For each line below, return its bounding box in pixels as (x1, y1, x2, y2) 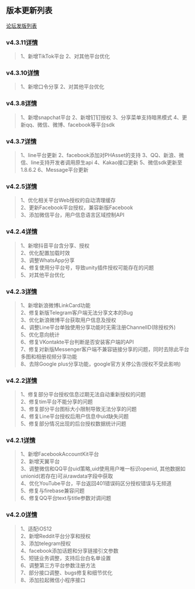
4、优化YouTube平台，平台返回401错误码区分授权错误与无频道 (20, 480, 172, 487)
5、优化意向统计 (20, 331, 60, 338)
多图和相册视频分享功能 (20, 353, 77, 360)
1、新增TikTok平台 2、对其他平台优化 (20, 53, 110, 60)
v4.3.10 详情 (6, 69, 40, 77)
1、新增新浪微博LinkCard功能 (20, 301, 91, 309)
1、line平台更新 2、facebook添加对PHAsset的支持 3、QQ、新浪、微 (20, 152, 184, 158)
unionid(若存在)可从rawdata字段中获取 (20, 472, 113, 479)
